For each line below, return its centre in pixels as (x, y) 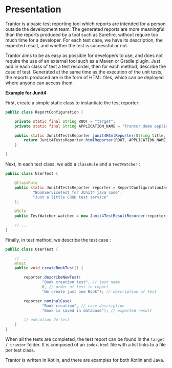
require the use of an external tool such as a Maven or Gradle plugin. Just (83, 61)
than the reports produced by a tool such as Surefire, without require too (82, 34)
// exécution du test (47, 320)
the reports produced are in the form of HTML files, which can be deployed (84, 77)
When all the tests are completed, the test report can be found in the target (85, 339)
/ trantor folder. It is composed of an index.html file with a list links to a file (86, 345)
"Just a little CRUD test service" (71, 197)
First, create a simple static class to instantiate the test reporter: (72, 103)
